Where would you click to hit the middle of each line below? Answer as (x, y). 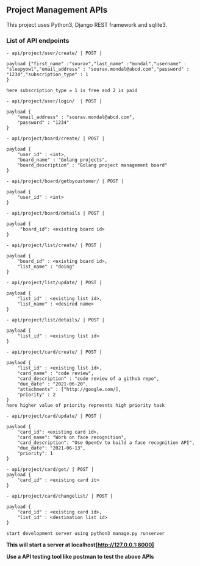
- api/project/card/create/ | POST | (54, 352)
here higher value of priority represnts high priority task (86, 406)
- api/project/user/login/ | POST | (54, 101)
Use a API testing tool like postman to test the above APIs (80, 557)
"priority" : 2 (37, 395)
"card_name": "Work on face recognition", (72, 438)
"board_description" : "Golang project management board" (92, 165)
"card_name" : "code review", (56, 374)
